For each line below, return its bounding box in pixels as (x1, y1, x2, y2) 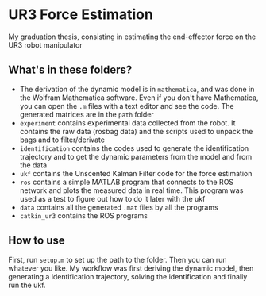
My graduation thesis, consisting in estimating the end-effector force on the (8, 32, 256, 41)
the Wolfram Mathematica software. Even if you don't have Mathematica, (19, 93, 259, 102)
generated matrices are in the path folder (19, 110, 154, 119)
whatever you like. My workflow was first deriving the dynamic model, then (8, 263, 254, 273)
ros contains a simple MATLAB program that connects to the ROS (19, 177, 234, 186)
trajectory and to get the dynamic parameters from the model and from (19, 152, 253, 161)
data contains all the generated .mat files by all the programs (19, 202, 218, 212)
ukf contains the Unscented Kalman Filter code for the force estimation (19, 168, 253, 178)
